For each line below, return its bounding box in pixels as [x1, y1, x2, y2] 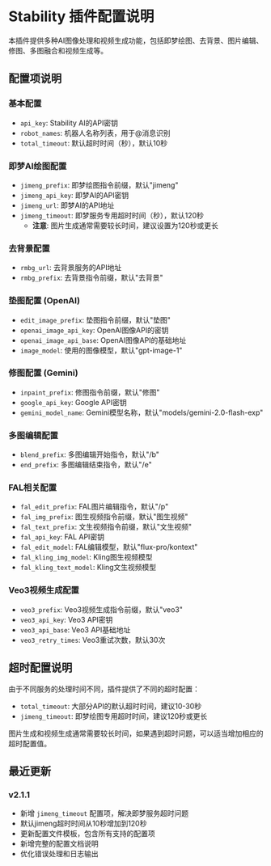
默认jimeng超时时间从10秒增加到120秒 [19, 818, 147, 829]
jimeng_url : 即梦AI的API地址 [19, 200, 115, 210]
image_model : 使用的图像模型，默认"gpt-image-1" [19, 345, 183, 355]
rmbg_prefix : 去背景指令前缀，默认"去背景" [19, 272, 163, 283]
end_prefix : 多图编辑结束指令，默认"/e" [19, 460, 152, 470]
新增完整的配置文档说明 [19, 839, 99, 849]
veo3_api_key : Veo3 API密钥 [19, 615, 113, 624]
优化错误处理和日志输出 [19, 849, 99, 859]
